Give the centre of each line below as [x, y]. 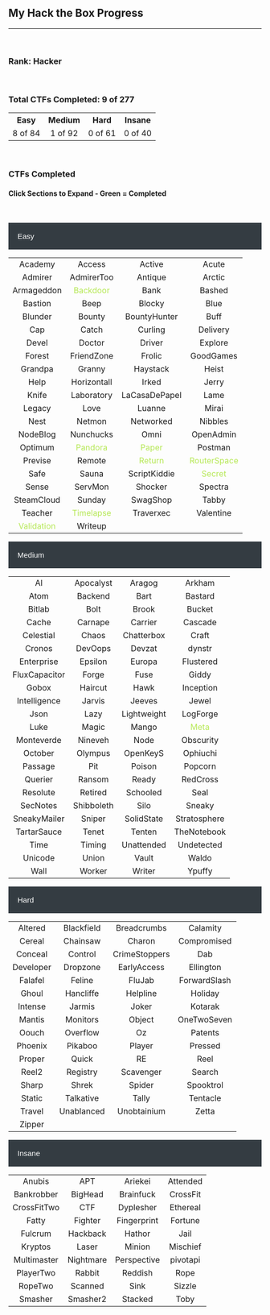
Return [152, 460]
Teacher [37, 512]
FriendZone [92, 355]
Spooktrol [205, 1085]
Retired [93, 792]
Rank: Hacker [35, 61]
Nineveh [94, 740]
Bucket [200, 609]
